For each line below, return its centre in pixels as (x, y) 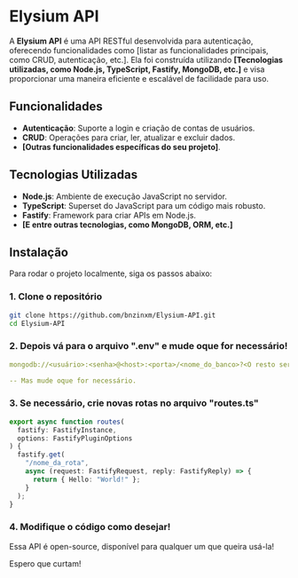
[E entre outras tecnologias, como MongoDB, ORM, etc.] (127, 225)
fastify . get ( (41, 455)
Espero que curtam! (45, 563)
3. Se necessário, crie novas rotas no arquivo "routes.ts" (134, 403)
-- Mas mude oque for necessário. (73, 380)
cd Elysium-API (37, 323)
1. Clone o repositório (56, 297)
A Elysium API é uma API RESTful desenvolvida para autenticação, (131, 41)
